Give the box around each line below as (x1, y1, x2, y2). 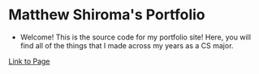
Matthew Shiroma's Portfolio (8, 6, 205, 24)
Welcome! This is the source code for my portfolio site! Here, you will (19, 32, 252, 42)
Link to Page (8, 56, 50, 66)
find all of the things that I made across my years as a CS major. (19, 40, 234, 50)
